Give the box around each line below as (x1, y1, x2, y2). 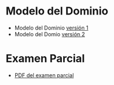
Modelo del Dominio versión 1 (14, 24, 89, 31)
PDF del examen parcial (14, 71, 74, 79)
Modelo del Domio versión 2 (14, 30, 85, 37)
